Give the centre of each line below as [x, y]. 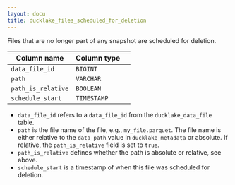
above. [28, 160]
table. [26, 122]
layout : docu [26, 14]
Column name [40, 58]
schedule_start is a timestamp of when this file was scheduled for [114, 167]
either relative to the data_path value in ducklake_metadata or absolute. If [122, 137]
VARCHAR [88, 79]
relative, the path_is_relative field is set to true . [89, 145]
